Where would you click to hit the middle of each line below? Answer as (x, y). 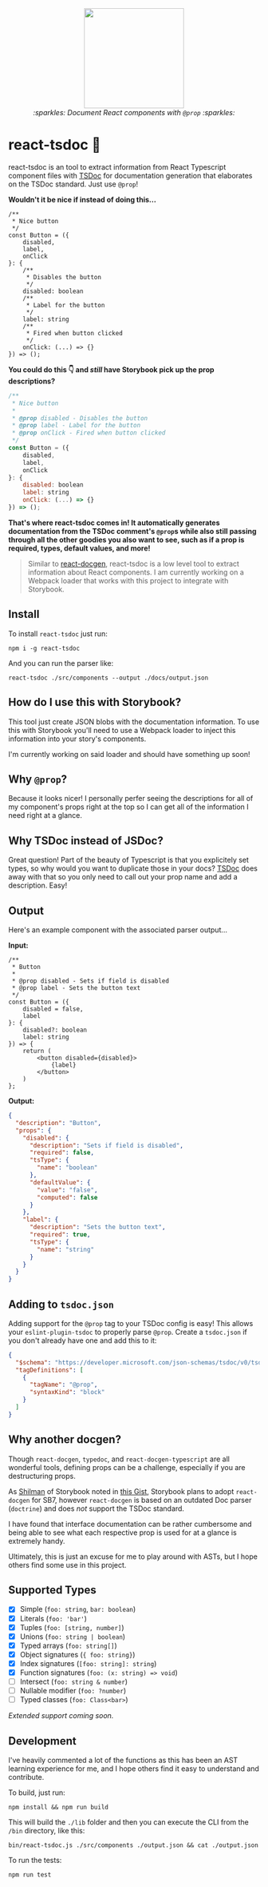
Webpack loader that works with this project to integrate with (128, 580)
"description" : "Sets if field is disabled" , (106, 1145)
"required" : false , (61, 1153)
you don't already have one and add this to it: (83, 1340)
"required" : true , (60, 1235)
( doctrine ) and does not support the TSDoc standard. (97, 1508)
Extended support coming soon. (61, 1716)
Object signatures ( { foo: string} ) (77, 1654)
